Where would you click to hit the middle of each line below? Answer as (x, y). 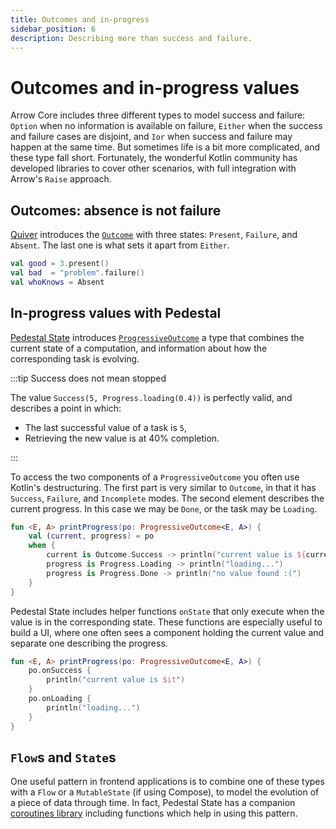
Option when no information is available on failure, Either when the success (166, 126)
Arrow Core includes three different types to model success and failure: (158, 115)
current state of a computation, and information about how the (139, 348)
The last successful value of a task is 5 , (105, 427)
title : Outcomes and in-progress (80, 19)
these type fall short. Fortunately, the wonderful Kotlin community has (154, 158)
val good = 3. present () (60, 264)
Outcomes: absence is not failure (116, 210)
